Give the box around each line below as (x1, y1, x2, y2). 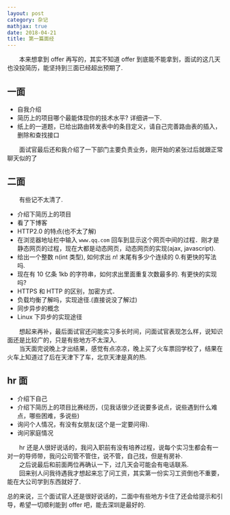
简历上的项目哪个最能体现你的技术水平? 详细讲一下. (16, 114, 162, 122)
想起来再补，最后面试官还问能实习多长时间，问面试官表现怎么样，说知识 (18, 327, 223, 336)
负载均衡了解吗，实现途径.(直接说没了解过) (16, 295, 138, 303)
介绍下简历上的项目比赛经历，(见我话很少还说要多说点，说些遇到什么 (16, 403, 212, 411)
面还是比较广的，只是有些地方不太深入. (7, 336, 118, 344)
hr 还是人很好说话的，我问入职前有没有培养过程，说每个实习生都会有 (18, 443, 213, 451)
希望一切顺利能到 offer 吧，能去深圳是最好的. (18, 501, 146, 509)
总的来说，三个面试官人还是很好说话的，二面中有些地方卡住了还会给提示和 (7, 492, 217, 500)
